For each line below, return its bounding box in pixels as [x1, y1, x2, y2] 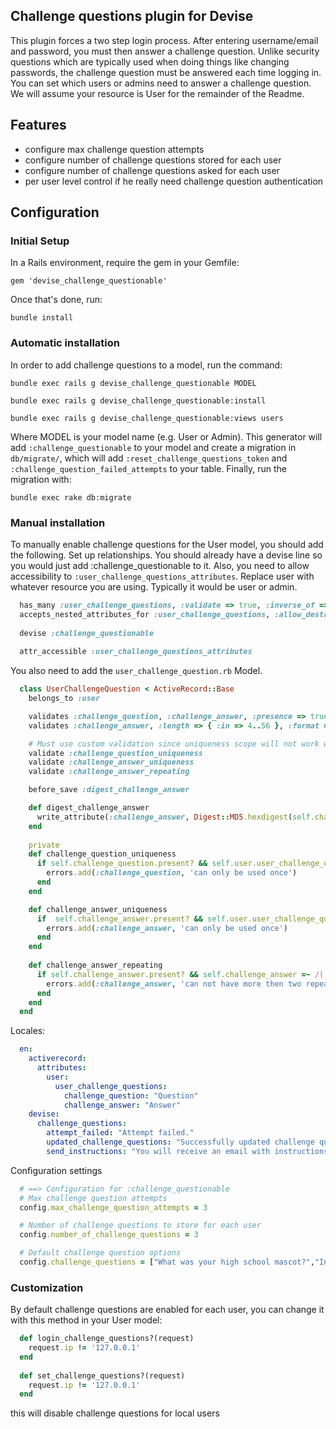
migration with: [10, 473, 72, 485]
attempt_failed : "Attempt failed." [46, 1128, 195, 1138]
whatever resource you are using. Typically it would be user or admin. [10, 580, 298, 593]
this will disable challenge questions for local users [10, 1407, 220, 1419]
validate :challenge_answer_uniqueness [28, 757, 195, 768]
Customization [10, 1280, 84, 1294]
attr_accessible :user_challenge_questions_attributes [19, 647, 253, 657]
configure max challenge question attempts [24, 143, 205, 155]
